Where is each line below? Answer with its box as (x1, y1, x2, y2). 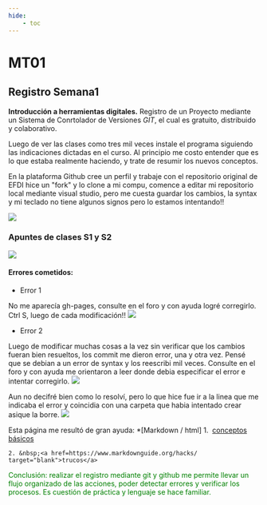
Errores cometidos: (8, 268, 73, 277)
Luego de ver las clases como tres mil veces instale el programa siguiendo (8, 139, 253, 149)
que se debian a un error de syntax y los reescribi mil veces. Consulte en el (8, 359, 256, 368)
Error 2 (19, 326, 43, 336)
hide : (8, 11, 26, 20)
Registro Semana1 (8, 85, 100, 99)
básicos (8, 434, 34, 443)
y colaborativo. (8, 123, 57, 133)
